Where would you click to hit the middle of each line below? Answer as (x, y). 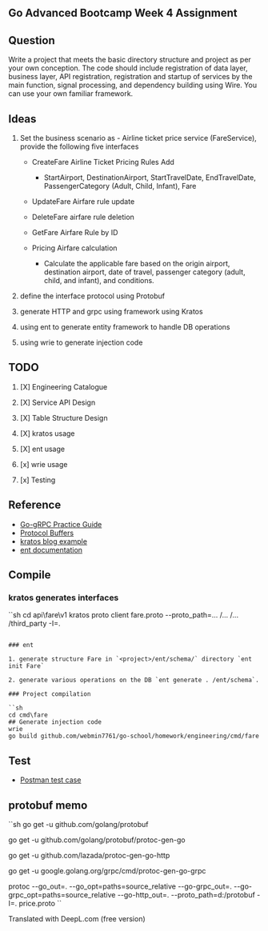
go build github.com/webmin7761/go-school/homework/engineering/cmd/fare (134, 736)
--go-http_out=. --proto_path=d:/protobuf (186, 894)
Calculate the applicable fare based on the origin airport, (137, 264)
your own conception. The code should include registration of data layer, (128, 68)
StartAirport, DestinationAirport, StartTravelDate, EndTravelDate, (150, 178)
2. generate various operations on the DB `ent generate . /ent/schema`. (134, 680)
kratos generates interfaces (64, 597)
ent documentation (51, 549)
